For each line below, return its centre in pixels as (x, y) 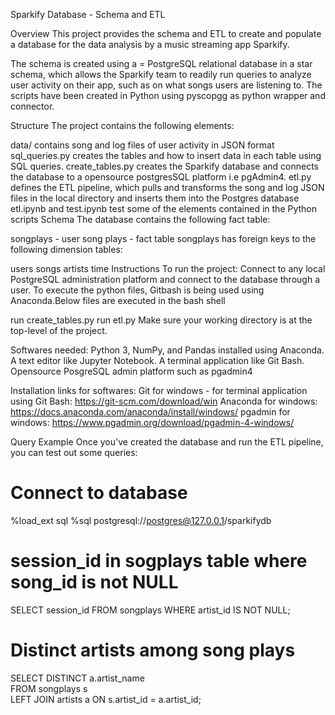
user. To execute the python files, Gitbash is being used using (137, 290)
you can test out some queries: (74, 452)
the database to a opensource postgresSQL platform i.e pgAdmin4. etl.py (161, 177)
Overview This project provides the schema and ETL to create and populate (166, 33)
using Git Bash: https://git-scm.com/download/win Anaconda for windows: (164, 401)
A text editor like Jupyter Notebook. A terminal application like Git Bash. (157, 360)
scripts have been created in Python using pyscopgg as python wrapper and (168, 95)
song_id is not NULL (94, 582)
